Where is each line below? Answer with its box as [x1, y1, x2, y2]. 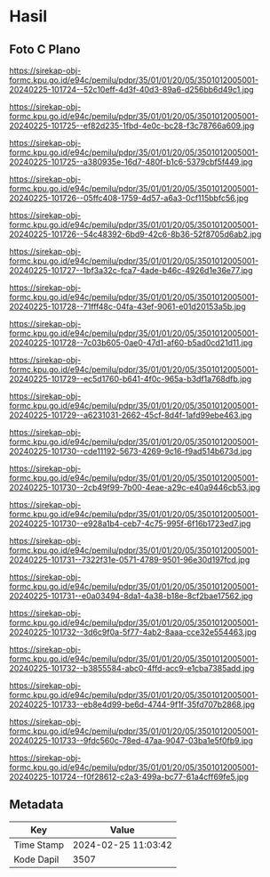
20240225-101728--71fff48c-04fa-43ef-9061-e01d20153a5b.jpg [9, 301, 246, 312]
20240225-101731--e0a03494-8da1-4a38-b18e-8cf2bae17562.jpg [9, 590, 253, 601]
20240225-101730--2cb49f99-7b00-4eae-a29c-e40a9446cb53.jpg [9, 483, 260, 492]
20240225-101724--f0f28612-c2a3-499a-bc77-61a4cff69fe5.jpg [9, 772, 249, 782]
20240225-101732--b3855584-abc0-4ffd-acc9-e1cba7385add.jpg [9, 663, 255, 673]
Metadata [9, 797, 64, 812]
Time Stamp [13, 839, 65, 851]
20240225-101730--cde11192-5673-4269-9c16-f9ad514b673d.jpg [9, 446, 252, 456]
